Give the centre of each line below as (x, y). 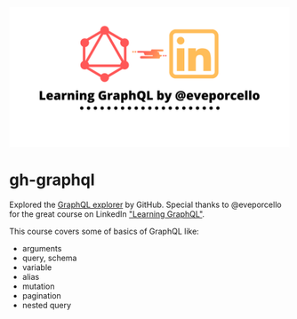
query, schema (49, 258)
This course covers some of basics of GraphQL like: (104, 231)
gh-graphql (52, 180)
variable (37, 267)
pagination (42, 295)
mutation (38, 286)
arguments (42, 248)
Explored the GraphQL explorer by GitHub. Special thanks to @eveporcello (145, 204)
